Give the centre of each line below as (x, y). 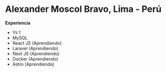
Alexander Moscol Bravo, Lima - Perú (83, 9)
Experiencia (18, 23)
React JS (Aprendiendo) (37, 43)
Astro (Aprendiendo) (33, 64)
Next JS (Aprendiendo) (36, 54)
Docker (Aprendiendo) (35, 59)
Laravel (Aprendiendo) (35, 48)
